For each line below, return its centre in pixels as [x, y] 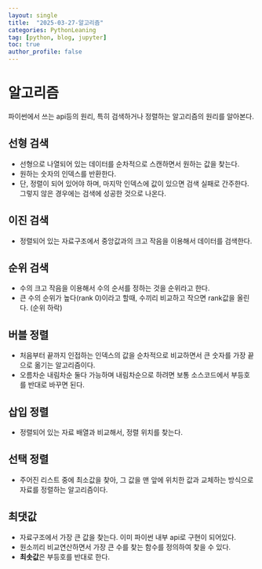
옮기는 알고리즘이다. [65, 365]
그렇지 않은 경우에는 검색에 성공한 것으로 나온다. [93, 193]
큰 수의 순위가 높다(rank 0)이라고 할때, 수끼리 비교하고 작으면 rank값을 [127, 298]
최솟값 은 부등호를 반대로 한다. [65, 556]
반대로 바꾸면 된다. [56, 385]
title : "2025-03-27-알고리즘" [56, 23]
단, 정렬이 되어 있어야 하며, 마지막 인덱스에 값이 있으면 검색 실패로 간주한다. [134, 183]
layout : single [33, 15]
